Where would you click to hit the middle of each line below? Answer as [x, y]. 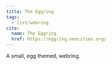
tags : [13, 17]
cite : [13, 28]
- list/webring [30, 22]
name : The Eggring [34, 34]
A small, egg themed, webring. [43, 56]
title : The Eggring [30, 12]
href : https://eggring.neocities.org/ [59, 39]
